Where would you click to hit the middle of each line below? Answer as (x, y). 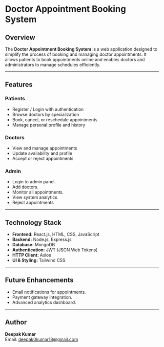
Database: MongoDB (33, 245)
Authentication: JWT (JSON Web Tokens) (55, 250)
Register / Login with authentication (48, 109)
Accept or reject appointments (43, 158)
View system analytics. (35, 197)
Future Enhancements (40, 280)
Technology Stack (33, 223)
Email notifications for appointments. (49, 292)
